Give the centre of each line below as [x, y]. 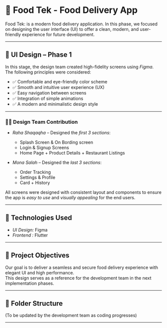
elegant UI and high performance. [40, 272]
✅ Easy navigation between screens [49, 93]
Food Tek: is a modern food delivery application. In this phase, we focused [82, 24]
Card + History [35, 183]
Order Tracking [35, 172]
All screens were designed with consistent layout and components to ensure [83, 192]
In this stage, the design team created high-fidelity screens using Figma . [80, 67]
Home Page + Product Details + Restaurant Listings [72, 153]
